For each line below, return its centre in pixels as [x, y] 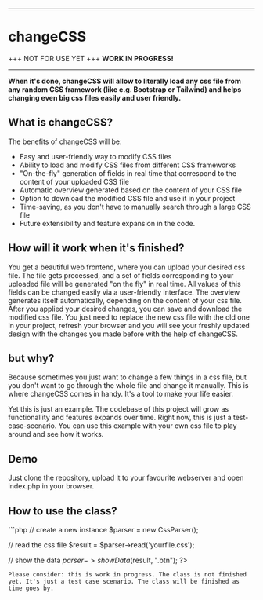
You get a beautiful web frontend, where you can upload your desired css [127, 267]
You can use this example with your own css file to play [148, 426]
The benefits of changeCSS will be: [65, 141]
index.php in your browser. [51, 486]
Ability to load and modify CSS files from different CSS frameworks [128, 165]
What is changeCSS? [61, 123]
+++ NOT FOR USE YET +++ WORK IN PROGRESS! [91, 58]
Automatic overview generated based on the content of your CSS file [131, 190]
